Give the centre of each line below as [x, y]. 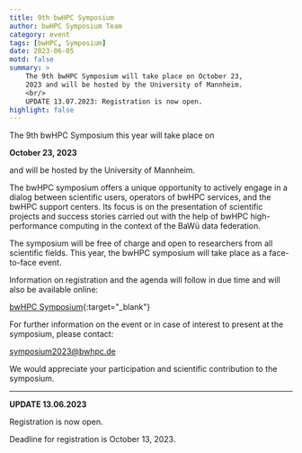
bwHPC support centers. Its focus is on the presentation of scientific [136, 207]
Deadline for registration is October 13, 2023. [93, 439]
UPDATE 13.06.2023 [48, 404]
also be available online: [54, 290]
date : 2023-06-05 [42, 51]
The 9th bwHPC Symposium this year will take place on [112, 135]
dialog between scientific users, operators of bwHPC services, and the [140, 197]
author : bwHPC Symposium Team [66, 26]
